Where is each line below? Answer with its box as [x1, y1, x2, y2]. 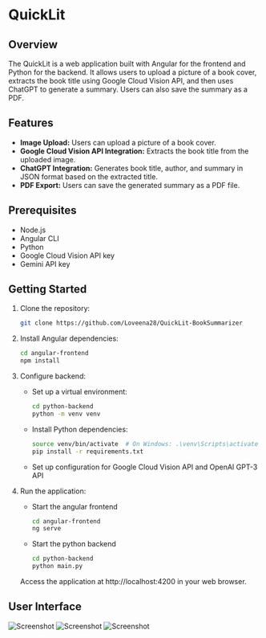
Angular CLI [19, 233, 59, 243]
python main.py [31, 562, 83, 571]
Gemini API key [19, 259, 71, 268]
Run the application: [19, 486, 87, 496]
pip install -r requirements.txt [31, 448, 144, 456]
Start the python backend [31, 539, 116, 549]
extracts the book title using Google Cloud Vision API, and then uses [8, 76, 234, 85]
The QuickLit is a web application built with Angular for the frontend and [8, 59, 246, 68]
